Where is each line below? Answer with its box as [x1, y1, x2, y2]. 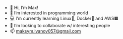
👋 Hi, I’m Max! [9, 5, 39, 10]
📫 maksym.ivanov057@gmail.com [9, 28, 81, 34]
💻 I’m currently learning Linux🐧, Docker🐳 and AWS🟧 [9, 15, 119, 21]
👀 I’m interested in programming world [9, 10, 88, 16]
